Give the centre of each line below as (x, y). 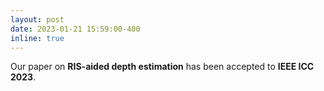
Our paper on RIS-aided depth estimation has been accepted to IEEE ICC (162, 67)
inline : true (37, 38)
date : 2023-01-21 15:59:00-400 (75, 29)
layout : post (37, 19)
